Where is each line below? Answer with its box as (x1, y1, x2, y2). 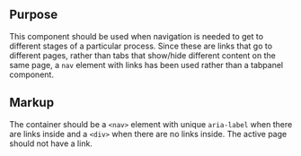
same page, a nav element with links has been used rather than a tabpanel (9, 59, 284, 70)
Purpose (9, 7, 58, 22)
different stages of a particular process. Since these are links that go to (9, 40, 272, 51)
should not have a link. (9, 138, 93, 149)
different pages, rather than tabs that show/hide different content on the (9, 49, 276, 61)
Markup (9, 95, 55, 110)
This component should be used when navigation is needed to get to (9, 30, 263, 41)
